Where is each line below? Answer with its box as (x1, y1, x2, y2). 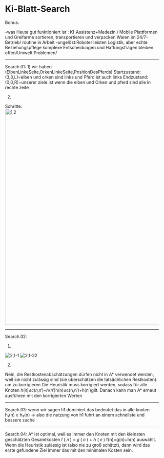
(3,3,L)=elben (5, 74, 33, 80)
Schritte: (5, 103, 22, 109)
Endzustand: (123, 74, 148, 80)
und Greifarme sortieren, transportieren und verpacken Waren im (5, 34, 136, 40)
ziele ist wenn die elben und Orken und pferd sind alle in (38, 79, 151, 85)
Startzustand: (114, 69, 141, 75)
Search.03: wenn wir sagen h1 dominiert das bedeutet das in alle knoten (5, 406, 150, 413)
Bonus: (5, 20, 20, 25)
